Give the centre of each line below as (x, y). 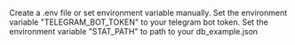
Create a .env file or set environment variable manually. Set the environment (148, 13)
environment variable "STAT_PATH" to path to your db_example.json (134, 31)
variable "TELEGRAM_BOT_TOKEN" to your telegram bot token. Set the (139, 22)
